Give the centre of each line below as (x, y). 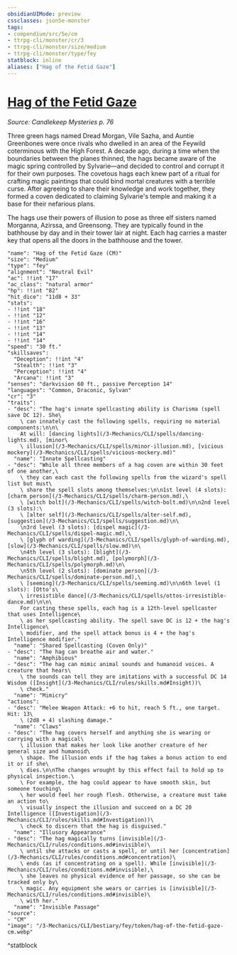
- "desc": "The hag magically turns (61, 838)
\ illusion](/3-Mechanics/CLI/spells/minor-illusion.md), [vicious (122, 446)
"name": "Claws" (38, 727)
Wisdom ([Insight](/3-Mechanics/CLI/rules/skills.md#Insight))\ (104, 683)
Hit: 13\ (20, 714)
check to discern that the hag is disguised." (96, 826)
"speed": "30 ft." (34, 347)
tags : (15, 27)
